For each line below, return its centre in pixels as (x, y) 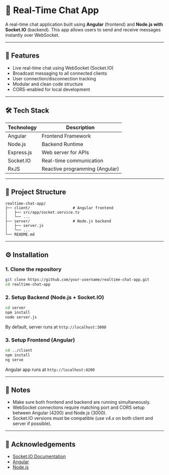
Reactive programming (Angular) (80, 169)
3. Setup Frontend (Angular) (40, 340)
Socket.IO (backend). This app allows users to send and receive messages (83, 29)
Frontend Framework (67, 136)
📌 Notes (18, 390)
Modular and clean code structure (48, 84)
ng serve (14, 360)
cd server (16, 308)
